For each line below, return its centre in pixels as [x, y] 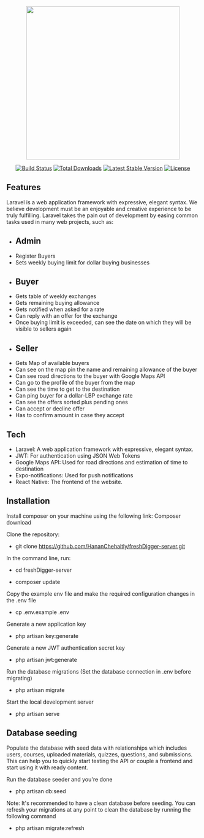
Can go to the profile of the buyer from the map [75, 383]
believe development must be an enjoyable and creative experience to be [99, 209]
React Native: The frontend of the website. [69, 482]
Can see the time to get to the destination [67, 389]
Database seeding [42, 733]
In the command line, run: [39, 558]
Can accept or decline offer [50, 409]
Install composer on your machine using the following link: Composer [94, 516]
